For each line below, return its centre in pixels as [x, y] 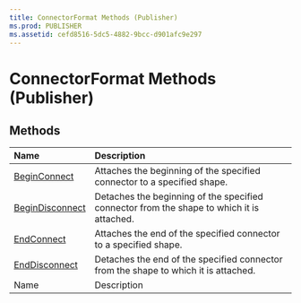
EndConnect [40, 239]
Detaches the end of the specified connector [189, 259]
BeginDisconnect [50, 208]
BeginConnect [44, 177]
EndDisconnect [46, 265]
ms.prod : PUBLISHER [46, 26]
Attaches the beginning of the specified [178, 171]
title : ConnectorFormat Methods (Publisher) [94, 17]
